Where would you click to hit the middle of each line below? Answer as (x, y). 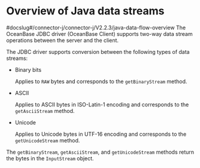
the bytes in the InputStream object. (50, 158)
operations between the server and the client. (62, 40)
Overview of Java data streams (85, 11)
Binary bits (28, 69)
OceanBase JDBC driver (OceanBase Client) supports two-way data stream (99, 33)
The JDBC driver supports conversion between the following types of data (98, 51)
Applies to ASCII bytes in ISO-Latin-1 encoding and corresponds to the (102, 104)
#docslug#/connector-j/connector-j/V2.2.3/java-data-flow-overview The (96, 28)
